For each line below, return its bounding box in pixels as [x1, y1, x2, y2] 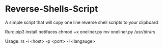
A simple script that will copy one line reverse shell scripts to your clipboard [5, 19, 158, 25]
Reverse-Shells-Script [5, 3, 98, 15]
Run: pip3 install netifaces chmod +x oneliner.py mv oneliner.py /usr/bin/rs [5, 29, 156, 34]
